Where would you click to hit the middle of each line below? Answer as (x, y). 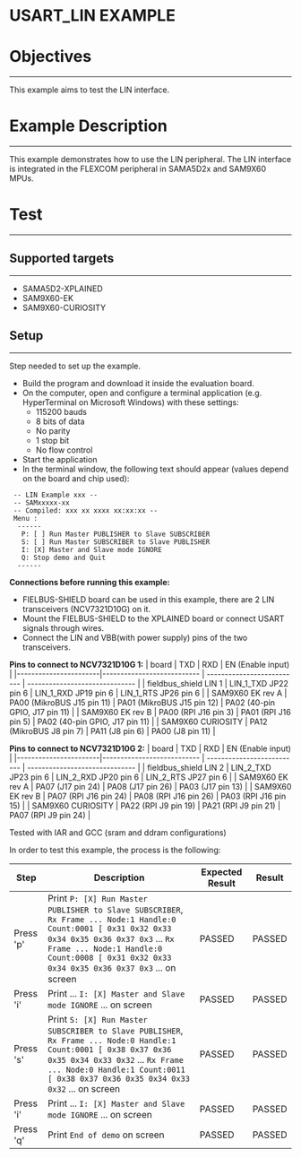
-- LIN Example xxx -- (56, 495)
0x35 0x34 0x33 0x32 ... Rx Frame (116, 1059)
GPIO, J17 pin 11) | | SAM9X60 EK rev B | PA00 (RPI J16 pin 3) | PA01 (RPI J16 (150, 712)
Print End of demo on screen (106, 1135)
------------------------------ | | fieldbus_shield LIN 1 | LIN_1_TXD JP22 (158, 683)
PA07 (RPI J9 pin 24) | (50, 815)
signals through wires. (63, 627)
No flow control (64, 450)
